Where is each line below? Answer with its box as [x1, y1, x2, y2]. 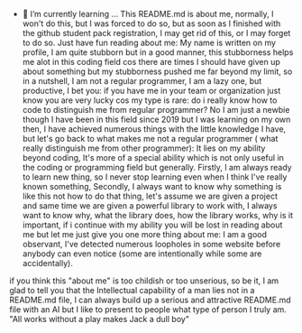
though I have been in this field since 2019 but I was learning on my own [22, 114, 291, 125]
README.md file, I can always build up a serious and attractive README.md [9, 294, 291, 305]
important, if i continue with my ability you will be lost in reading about [22, 219, 283, 230]
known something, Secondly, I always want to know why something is [22, 181, 282, 191]
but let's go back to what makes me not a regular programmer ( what [22, 134, 279, 143]
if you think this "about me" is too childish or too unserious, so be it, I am [9, 275, 279, 286]
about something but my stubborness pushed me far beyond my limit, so [22, 66, 293, 77]
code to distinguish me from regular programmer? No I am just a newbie [22, 105, 290, 115]
